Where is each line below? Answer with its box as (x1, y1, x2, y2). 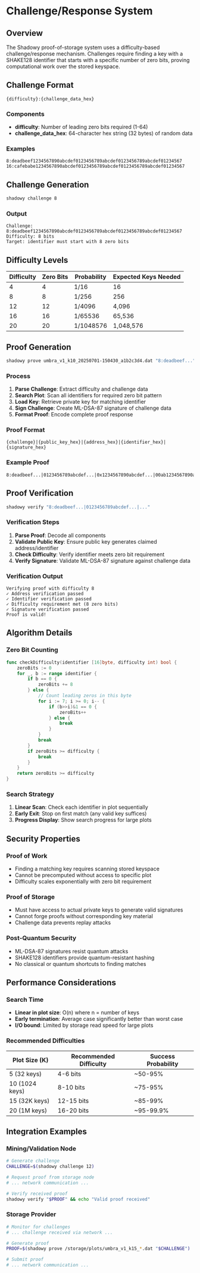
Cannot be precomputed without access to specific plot (14, 871, 152, 879)
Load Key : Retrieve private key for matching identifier (14, 398, 146, 406)
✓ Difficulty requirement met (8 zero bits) (6, 602, 118, 608)
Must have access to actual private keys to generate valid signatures (14, 906, 183, 913)
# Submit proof (6, 1256, 44, 1263)
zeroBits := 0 (17, 665, 52, 671)
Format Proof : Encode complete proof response (14, 411, 133, 418)
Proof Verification (6, 488, 74, 498)
